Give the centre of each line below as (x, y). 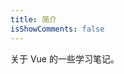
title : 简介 (33, 19)
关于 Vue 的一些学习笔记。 (65, 58)
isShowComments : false (57, 29)
